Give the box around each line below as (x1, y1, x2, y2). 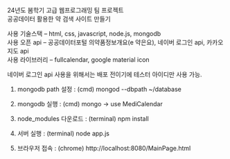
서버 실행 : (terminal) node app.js (17, 129, 109, 137)
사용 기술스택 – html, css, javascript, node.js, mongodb (7, 30, 161, 37)
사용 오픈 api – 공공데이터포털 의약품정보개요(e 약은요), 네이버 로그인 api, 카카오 (7, 38, 224, 47)
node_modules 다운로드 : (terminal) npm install (17, 115, 149, 123)
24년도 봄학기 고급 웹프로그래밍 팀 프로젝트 (7, 6, 124, 14)
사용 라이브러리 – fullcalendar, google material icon (7, 56, 150, 64)
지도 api (7, 47, 29, 55)
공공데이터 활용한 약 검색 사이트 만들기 (7, 15, 111, 23)
